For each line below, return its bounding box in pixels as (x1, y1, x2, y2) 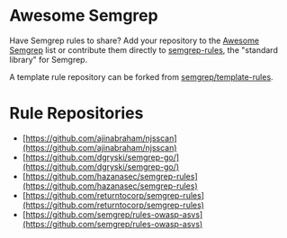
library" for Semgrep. (9, 54, 88, 65)
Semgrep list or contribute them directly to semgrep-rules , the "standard (9, 44, 279, 55)
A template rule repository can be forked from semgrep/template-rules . (9, 71, 274, 82)
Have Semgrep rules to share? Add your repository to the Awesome (9, 35, 259, 46)
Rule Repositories (9, 103, 144, 124)
